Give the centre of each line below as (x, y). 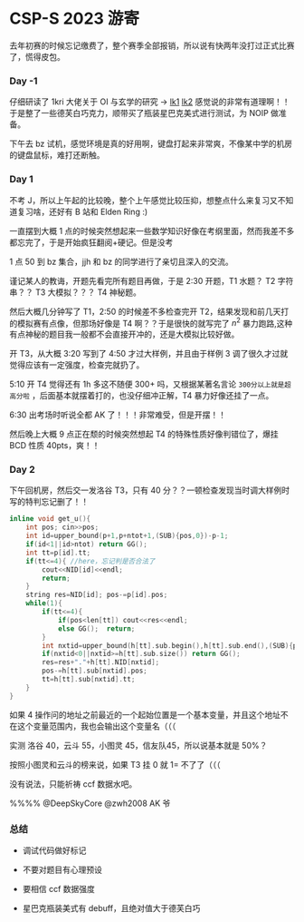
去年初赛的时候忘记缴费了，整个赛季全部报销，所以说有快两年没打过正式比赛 (152, 45)
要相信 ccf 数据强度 (58, 889)
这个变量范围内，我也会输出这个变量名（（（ (96, 726)
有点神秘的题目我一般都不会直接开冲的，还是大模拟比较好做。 (124, 334)
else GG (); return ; (96, 628)
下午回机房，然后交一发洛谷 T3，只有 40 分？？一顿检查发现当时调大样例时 (150, 490)
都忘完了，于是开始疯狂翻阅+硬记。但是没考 (91, 242)
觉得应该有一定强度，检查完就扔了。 (77, 365)
